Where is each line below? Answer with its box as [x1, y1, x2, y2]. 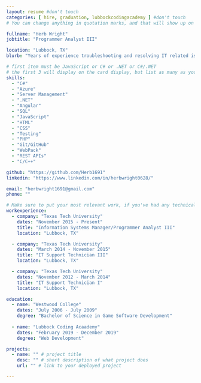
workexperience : [6, 208, 47, 214]
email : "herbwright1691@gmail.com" [6, 185, 95, 192]
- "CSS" [11, 125, 31, 131]
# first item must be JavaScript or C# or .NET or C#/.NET [6, 64, 157, 70]
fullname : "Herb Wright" [6, 31, 68, 37]
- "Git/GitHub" [11, 142, 50, 148]
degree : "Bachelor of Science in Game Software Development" [17, 313, 172, 319]
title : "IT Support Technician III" [17, 252, 109, 258]
